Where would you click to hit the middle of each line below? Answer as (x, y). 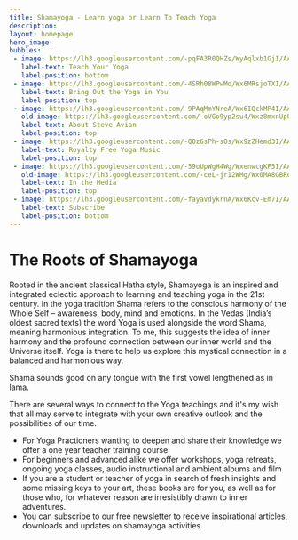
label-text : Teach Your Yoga (74, 68)
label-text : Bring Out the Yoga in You (94, 92)
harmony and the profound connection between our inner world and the (141, 341)
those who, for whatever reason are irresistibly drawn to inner (135, 497)
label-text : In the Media (69, 183)
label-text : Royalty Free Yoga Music (91, 149)
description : (33, 26)
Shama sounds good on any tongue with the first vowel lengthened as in (141, 377)
